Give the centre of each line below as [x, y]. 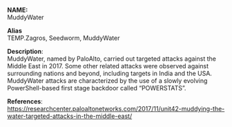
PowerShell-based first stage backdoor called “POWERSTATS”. [97, 88]
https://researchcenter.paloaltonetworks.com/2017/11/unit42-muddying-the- [116, 109]
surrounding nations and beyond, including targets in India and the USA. [110, 73]
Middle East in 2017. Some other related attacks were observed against [108, 66]
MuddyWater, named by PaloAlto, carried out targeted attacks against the [112, 59]
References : [25, 101]
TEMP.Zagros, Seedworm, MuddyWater [64, 38]
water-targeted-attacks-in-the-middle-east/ [70, 116]
